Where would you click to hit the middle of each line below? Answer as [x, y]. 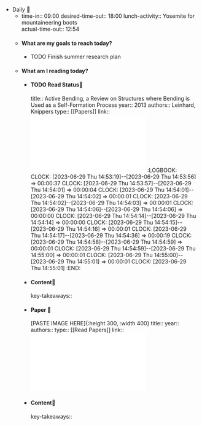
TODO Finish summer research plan [76, 57]
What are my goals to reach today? [67, 43]
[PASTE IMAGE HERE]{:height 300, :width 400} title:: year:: [105, 323]
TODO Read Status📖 [56, 85]
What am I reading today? [55, 71]
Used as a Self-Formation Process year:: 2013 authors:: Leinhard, [113, 105]
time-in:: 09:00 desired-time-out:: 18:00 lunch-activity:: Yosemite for [108, 16]
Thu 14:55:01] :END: [56, 268]
